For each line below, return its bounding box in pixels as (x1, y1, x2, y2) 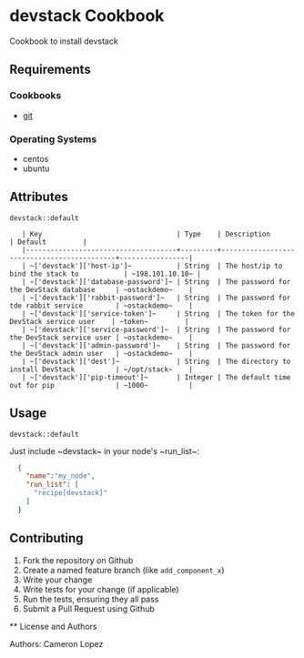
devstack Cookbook (9, 5, 165, 26)
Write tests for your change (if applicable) (22, 583, 179, 594)
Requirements (9, 62, 91, 77)
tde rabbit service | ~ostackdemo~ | (9, 301, 194, 310)
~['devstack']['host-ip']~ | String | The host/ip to (29, 261, 283, 270)
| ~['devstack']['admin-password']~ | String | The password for (21, 340, 291, 350)
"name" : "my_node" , (25, 471, 96, 481)
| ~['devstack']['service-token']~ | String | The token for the (21, 309, 296, 319)
